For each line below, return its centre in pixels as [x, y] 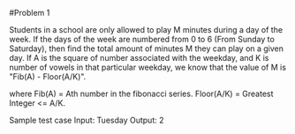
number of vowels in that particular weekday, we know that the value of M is [148, 67]
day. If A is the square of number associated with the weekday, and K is [139, 58]
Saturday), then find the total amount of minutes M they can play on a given [147, 48]
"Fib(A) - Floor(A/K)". [48, 77]
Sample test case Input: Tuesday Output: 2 [87, 120]
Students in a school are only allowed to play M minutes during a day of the [146, 30]
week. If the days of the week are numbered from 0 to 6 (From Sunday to [142, 39]
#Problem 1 [30, 13]
